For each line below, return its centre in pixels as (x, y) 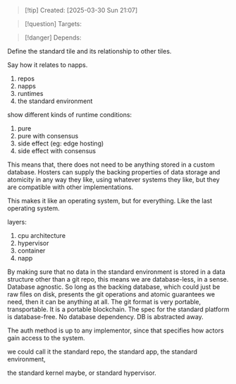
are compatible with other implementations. (70, 187)
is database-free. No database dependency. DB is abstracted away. (106, 317)
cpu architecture (41, 235)
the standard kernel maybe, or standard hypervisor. (82, 373)
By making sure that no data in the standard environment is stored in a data (116, 272)
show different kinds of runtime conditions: (70, 115)
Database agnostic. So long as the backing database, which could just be (114, 287)
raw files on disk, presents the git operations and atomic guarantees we (111, 294)
